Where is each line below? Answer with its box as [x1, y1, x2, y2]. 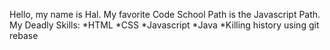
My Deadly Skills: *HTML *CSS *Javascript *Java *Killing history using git [9, 19, 320, 31]
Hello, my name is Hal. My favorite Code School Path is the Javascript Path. [9, 9, 321, 20]
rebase [9, 30, 39, 41]
